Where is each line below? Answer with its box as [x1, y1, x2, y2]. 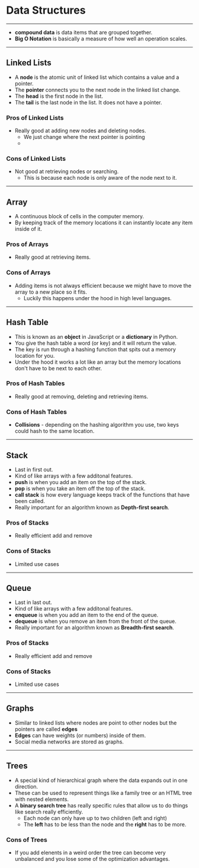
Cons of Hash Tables [6, 408, 67, 416]
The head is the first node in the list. [14, 93, 104, 100]
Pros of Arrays [6, 240, 49, 249]
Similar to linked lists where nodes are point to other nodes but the [14, 719, 177, 726]
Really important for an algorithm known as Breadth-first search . [14, 624, 175, 631]
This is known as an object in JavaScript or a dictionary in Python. [14, 333, 178, 340]
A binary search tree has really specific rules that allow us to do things [14, 802, 188, 809]
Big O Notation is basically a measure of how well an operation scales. [14, 35, 188, 42]
